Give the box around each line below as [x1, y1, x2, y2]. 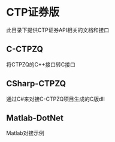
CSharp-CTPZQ [6, 78, 66, 89]
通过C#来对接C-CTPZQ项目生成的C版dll [6, 95, 105, 102]
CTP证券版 [6, 5, 60, 19]
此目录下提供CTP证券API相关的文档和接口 [6, 26, 110, 34]
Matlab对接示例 [6, 129, 44, 137]
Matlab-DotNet [6, 113, 64, 123]
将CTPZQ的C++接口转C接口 [6, 61, 76, 68]
